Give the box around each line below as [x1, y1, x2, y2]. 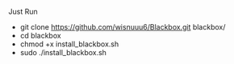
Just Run [8, 7, 38, 16]
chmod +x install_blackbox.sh [19, 39, 119, 49]
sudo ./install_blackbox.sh [19, 48, 107, 57]
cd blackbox [19, 31, 62, 40]
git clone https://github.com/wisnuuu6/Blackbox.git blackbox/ [19, 22, 226, 31]
